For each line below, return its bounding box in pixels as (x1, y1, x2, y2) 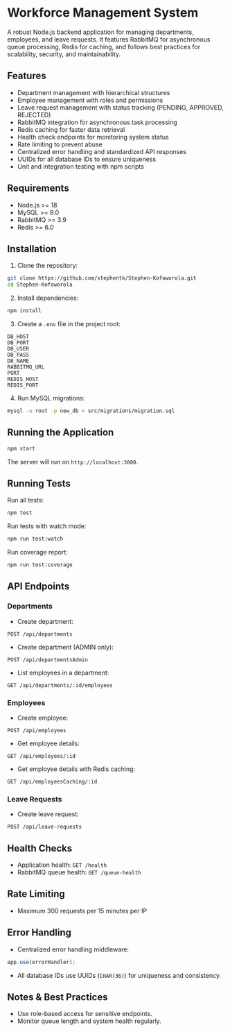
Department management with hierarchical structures (17, 88, 170, 96)
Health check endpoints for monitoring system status (17, 133, 169, 141)
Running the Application (7, 427, 114, 439)
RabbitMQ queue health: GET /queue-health (17, 868, 141, 877)
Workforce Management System (7, 5, 199, 21)
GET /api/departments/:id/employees (7, 682, 113, 688)
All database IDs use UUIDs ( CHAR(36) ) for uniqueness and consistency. (17, 971, 222, 979)
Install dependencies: (17, 294, 79, 303)
